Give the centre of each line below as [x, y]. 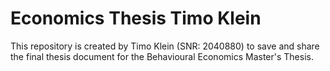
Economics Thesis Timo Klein [136, 18]
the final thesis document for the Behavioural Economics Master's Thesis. [162, 56]
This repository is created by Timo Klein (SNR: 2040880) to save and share [165, 46]
